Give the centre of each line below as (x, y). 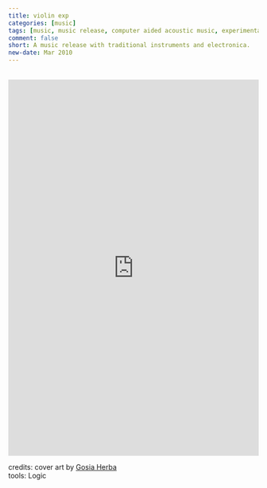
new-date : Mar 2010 (41, 53)
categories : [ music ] (43, 23)
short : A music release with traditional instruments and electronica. (129, 45)
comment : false (33, 38)
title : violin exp (39, 16)
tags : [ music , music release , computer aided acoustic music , (113, 30)
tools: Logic (27, 476)
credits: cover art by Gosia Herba (63, 467)
